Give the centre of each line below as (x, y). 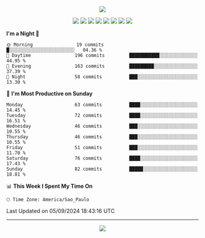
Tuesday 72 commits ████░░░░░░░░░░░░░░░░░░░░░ (102, 116)
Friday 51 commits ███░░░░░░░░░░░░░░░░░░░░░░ (102, 147)
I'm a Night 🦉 (23, 33)
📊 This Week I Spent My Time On (49, 186)
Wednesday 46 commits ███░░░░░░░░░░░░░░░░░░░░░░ (102, 126)
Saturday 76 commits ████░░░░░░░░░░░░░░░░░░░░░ (102, 158)
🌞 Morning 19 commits (55, 45)
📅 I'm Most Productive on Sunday (49, 94)
